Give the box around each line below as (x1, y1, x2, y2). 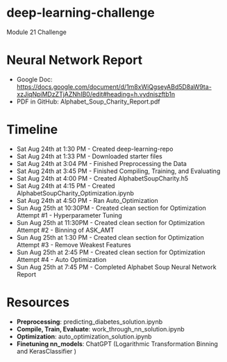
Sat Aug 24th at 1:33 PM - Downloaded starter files (16, 151, 162, 161)
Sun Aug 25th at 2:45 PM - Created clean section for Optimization (16, 248, 205, 256)
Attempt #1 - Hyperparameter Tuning (16, 211, 122, 220)
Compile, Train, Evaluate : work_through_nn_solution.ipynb (16, 324, 185, 333)
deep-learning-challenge (6, 5, 155, 21)
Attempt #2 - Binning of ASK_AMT (16, 226, 115, 234)
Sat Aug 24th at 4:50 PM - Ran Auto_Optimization (16, 196, 158, 204)
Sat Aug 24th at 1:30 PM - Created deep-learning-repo (16, 145, 174, 153)
